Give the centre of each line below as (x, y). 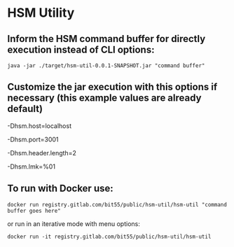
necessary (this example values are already (104, 98)
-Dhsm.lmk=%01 (32, 167)
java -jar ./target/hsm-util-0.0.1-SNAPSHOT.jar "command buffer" (106, 66)
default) (25, 109)
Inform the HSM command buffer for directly (106, 39)
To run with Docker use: (60, 189)
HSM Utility (41, 13)
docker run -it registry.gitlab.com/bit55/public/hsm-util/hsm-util (109, 237)
